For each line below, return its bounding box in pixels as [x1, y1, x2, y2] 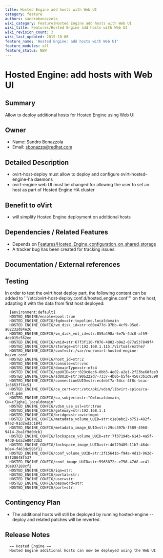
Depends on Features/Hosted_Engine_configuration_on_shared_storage [12, 241, 156, 247]
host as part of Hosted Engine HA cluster [12, 187, 95, 193]
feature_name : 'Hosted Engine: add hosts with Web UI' [5, 39, 119, 44]
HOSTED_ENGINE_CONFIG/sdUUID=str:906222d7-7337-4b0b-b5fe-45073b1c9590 [9, 374, 159, 379]
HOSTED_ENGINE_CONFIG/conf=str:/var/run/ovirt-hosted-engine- [9, 348, 139, 353]
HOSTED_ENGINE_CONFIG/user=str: [9, 476, 76, 481]
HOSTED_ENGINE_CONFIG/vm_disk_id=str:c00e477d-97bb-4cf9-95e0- [9, 322, 141, 327]
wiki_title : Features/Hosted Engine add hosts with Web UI [5, 25, 128, 30]
